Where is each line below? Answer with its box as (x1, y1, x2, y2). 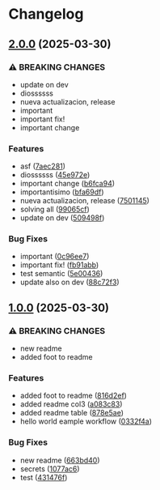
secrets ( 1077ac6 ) (19, 463, 80, 474)
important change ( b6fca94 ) (19, 179, 116, 189)
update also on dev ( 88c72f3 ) (19, 277, 120, 288)
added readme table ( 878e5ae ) (19, 408, 124, 418)
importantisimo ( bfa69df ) (19, 187, 104, 197)
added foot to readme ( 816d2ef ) (19, 390, 128, 401)
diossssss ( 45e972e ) (19, 170, 91, 180)
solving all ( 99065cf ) (19, 204, 91, 215)
